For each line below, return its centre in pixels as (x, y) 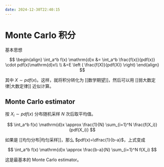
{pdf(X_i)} (79, 130)
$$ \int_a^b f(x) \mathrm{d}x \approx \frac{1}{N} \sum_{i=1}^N (70, 125)
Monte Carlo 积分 (40, 35)
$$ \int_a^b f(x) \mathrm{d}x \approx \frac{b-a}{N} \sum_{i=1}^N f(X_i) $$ (82, 150)
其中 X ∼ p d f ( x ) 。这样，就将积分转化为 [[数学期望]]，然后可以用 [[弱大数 (78, 80)
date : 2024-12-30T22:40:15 (33, 10)
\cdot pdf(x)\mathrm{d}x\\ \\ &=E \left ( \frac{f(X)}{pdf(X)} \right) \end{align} (82, 64)
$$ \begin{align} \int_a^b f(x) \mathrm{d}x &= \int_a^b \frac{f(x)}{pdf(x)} (82, 60)
